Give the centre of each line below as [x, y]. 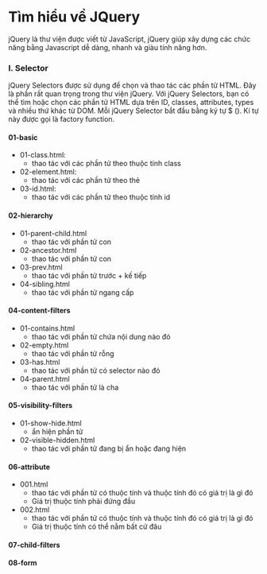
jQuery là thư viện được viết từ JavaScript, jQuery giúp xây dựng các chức [130, 39]
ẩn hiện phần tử [57, 432]
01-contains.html [47, 328]
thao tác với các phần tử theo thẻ [86, 180]
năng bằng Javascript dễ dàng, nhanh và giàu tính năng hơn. [108, 47]
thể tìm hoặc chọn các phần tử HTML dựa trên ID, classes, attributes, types [131, 103]
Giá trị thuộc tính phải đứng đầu [83, 502]
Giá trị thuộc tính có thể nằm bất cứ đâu [97, 527]
